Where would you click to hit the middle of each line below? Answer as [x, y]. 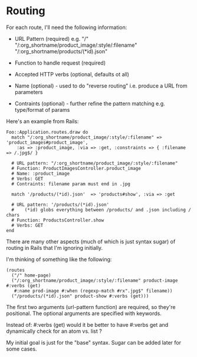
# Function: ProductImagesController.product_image [76, 168]
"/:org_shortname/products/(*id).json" [61, 51]
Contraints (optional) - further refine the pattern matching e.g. [90, 103]
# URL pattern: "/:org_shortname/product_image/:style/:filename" [95, 163]
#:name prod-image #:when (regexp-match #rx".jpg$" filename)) [93, 291]
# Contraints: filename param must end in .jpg [71, 184]
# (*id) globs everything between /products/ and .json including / [101, 210]
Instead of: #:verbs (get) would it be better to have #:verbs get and [87, 324]
